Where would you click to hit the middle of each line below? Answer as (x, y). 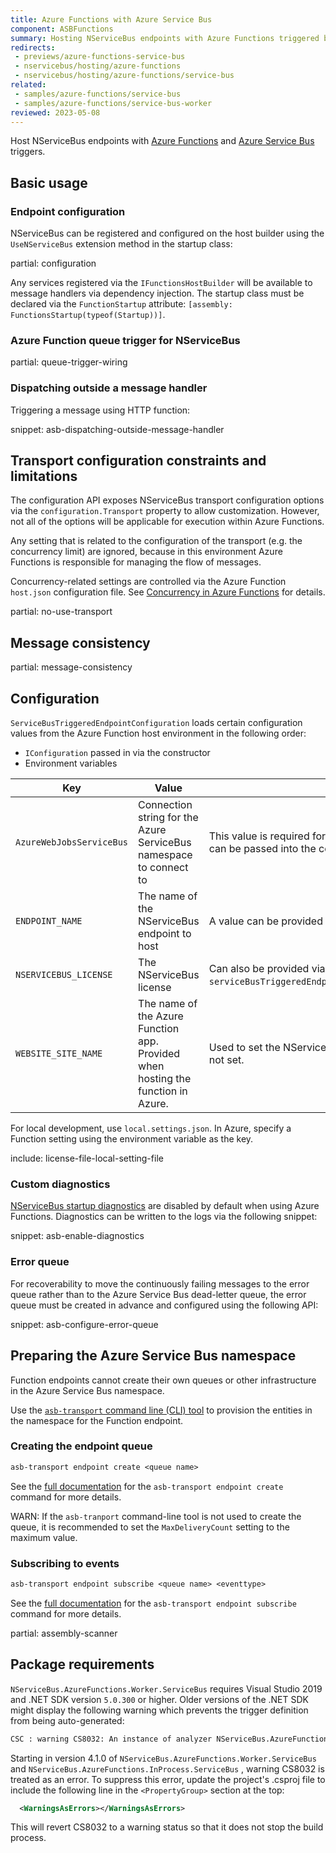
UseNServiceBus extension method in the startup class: (121, 244)
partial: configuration (53, 263)
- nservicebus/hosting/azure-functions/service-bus (124, 76)
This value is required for (267, 836)
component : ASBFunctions (62, 29)
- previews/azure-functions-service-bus (100, 57)
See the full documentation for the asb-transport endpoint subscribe (153, 1603)
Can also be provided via (267, 969)
